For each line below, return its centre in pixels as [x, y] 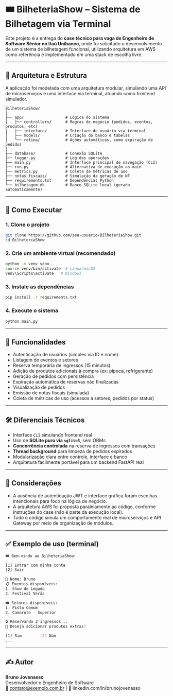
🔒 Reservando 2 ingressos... [37, 622]
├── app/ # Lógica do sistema [57, 117]
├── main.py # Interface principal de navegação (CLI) [82, 162]
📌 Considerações [33, 483]
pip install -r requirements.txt [41, 298]
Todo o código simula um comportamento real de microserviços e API [87, 517]
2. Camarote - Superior [31, 613]
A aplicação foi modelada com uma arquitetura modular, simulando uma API [86, 88]
